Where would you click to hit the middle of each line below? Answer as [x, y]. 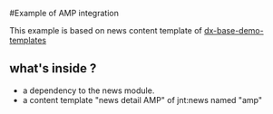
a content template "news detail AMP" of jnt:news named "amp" [142, 100]
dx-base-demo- [234, 30]
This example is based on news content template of [106, 30]
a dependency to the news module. [88, 90]
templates [28, 40]
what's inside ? [53, 68]
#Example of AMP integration [64, 13]
